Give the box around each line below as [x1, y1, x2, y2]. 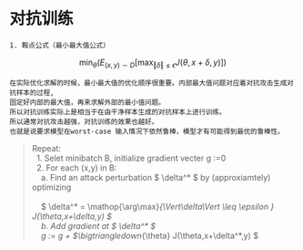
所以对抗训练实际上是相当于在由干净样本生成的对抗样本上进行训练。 [9, 107, 227, 117]
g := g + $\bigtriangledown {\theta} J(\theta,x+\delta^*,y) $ [40, 230, 259, 241]
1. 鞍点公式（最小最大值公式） [9, 40, 111, 50]
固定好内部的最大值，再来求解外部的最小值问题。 [9, 98, 166, 107]
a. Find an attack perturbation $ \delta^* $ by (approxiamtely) [40, 172, 271, 182]
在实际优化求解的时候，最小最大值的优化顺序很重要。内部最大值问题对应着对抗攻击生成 [9, 78, 288, 88]
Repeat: [31, 142, 62, 153]
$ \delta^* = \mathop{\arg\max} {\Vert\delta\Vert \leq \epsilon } [40, 201, 275, 212]
